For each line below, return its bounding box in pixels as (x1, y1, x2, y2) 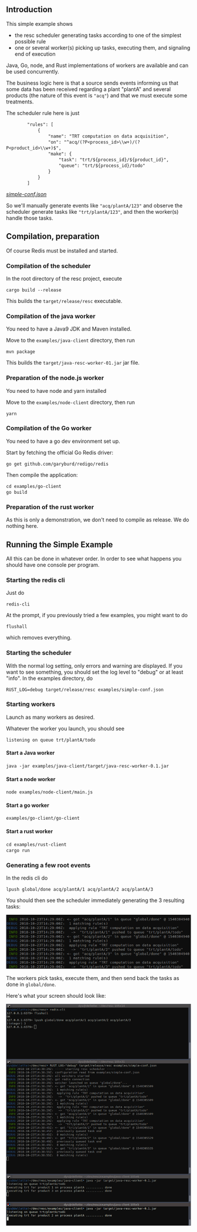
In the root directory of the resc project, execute (6, 275, 122, 282)
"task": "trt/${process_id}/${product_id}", (58, 157, 169, 163)
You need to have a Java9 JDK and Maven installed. (6, 325, 132, 332)
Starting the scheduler (6, 649, 72, 657)
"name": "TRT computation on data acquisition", (47, 133, 169, 139)
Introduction (6, 5, 53, 15)
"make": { (47, 151, 72, 157)
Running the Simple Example (6, 540, 113, 550)
